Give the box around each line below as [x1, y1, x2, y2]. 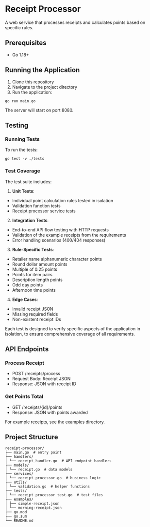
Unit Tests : [12, 188, 35, 194]
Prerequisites [5, 39, 47, 47]
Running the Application [5, 66, 80, 74]
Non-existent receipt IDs [12, 316, 62, 322]
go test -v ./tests [5, 156, 45, 161]
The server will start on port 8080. [5, 107, 74, 113]
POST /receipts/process [12, 371, 61, 376]
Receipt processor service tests [12, 208, 76, 214]
